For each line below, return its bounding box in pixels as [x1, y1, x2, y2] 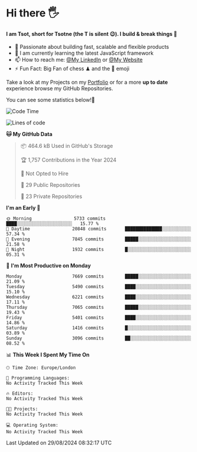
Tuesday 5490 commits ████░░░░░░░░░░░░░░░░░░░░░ [6, 284, 192, 290]
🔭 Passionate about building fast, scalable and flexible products [14, 44, 169, 51]
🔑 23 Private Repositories [20, 193, 83, 200]
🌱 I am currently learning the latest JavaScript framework [14, 50, 154, 57]
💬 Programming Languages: [6, 375, 70, 381]
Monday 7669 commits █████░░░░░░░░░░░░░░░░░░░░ [6, 273, 192, 279]
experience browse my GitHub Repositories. [6, 85, 113, 92]
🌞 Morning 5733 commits [6, 216, 106, 222]
